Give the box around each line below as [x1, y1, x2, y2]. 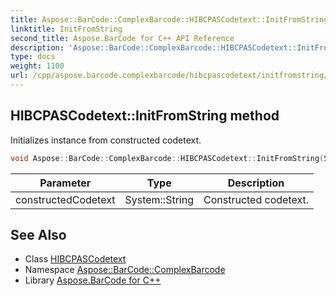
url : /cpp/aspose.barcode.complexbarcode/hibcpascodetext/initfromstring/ [10, 71, 329, 81]
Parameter [39, 176, 92, 190]
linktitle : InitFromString [10, 24, 123, 34]
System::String [124, 192, 194, 206]
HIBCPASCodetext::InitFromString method [10, 107, 280, 125]
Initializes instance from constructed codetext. [10, 134, 202, 146]
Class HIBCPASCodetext [24, 253, 127, 265]
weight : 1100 [10, 61, 65, 71]
